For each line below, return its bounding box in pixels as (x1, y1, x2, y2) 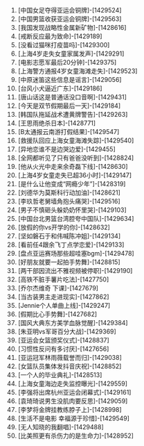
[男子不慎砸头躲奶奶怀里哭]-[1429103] (17, 206, 127, 214)
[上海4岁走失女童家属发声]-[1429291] (17, 49, 125, 58)
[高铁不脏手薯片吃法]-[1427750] (17, 275, 109, 283)
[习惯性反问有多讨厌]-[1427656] (17, 345, 109, 353)
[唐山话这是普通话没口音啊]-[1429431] (17, 93, 127, 101)
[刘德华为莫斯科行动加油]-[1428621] (17, 188, 120, 197)
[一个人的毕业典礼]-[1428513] (17, 371, 102, 379)
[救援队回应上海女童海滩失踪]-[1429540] (17, 136, 134, 144)
